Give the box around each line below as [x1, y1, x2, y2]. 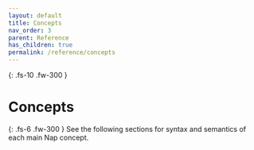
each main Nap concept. [8, 133, 89, 142]
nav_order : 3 [8, 26, 52, 34]
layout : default [8, 11, 62, 20]
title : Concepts [8, 19, 62, 27]
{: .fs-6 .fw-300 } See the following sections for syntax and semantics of [8, 124, 247, 133]
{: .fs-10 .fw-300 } [8, 71, 68, 79]
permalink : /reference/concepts [8, 48, 115, 56]
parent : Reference [8, 33, 69, 42]
